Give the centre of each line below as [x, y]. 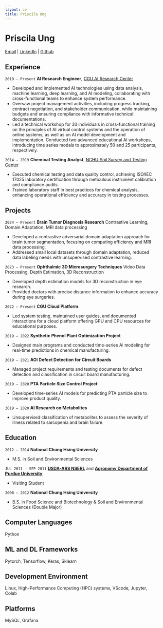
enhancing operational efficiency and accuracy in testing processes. [81, 195]
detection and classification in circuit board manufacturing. [71, 374]
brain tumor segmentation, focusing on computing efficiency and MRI [82, 242]
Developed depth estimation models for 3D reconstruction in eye [77, 282]
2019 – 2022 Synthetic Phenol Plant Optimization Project [63, 336]
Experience [23, 67]
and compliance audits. [36, 185]
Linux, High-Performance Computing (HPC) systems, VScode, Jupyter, [76, 588]
